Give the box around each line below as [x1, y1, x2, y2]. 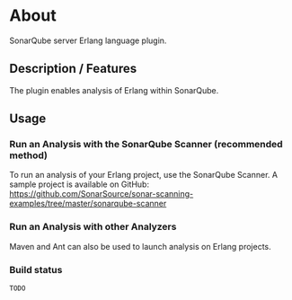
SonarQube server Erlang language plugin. [9, 35, 167, 46]
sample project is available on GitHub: [9, 179, 150, 190]
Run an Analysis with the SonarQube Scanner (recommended [9, 138, 283, 151]
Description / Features [9, 61, 137, 76]
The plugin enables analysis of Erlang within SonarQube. [9, 84, 219, 95]
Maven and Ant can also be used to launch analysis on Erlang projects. [9, 241, 271, 251]
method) [9, 149, 48, 162]
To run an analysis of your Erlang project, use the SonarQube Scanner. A [9, 170, 279, 181]
